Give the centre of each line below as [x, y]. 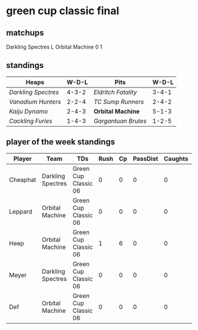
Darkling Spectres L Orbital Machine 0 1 [54, 47]
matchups [25, 33]
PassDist [146, 158]
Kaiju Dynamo [29, 111]
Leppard [21, 211]
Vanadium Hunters [35, 102]
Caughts [176, 158]
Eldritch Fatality [115, 92]
